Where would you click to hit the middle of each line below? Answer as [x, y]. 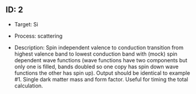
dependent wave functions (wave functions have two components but [101, 60]
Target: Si [26, 24]
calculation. [28, 86]
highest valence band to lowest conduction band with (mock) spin [96, 54]
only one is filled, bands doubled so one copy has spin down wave [97, 66]
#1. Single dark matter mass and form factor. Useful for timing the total [101, 79]
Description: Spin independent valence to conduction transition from [99, 47]
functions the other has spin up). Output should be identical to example [102, 73]
